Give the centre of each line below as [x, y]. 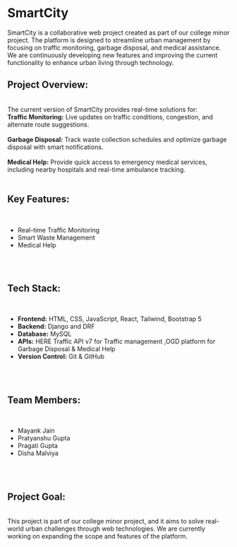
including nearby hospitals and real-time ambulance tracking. [96, 169]
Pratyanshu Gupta [44, 438]
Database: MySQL [44, 334]
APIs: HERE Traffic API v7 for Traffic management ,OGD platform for [116, 341]
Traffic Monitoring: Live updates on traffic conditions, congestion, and [110, 117]
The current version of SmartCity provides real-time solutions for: [102, 109]
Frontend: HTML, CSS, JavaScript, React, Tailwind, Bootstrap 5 [110, 319]
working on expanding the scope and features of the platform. [98, 536]
